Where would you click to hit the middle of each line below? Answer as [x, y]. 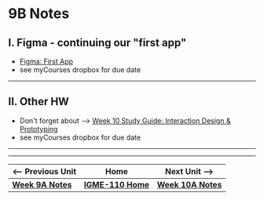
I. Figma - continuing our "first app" [97, 43]
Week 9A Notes [42, 184]
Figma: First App [46, 61]
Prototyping [38, 129]
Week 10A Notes [189, 184]
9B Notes [39, 14]
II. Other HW [38, 102]
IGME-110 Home [117, 184]
